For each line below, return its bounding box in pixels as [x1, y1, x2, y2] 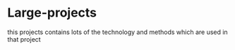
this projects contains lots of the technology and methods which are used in [7, 28, 228, 36]
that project [7, 35, 41, 43]
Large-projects [7, 5, 97, 21]
